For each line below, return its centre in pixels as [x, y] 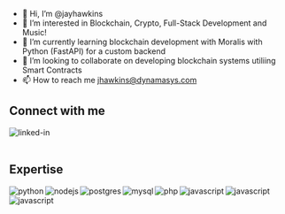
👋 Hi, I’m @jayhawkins [62, 14]
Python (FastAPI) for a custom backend [94, 51]
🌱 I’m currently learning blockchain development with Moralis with [142, 42]
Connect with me [58, 111]
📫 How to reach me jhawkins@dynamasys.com [109, 80]
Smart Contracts [52, 70]
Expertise [36, 169]
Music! [34, 32]
